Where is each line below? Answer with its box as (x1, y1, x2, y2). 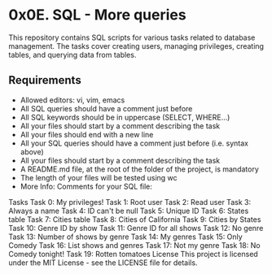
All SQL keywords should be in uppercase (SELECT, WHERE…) (20, 112, 230, 122)
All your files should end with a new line (20, 129, 154, 139)
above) (20, 146, 45, 156)
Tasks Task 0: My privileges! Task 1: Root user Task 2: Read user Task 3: (8, 197, 251, 207)
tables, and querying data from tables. (8, 50, 137, 59)
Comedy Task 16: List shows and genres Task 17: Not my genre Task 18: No (8, 240, 261, 250)
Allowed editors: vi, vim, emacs (20, 95, 125, 105)
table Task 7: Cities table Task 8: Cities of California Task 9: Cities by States (8, 214, 261, 224)
